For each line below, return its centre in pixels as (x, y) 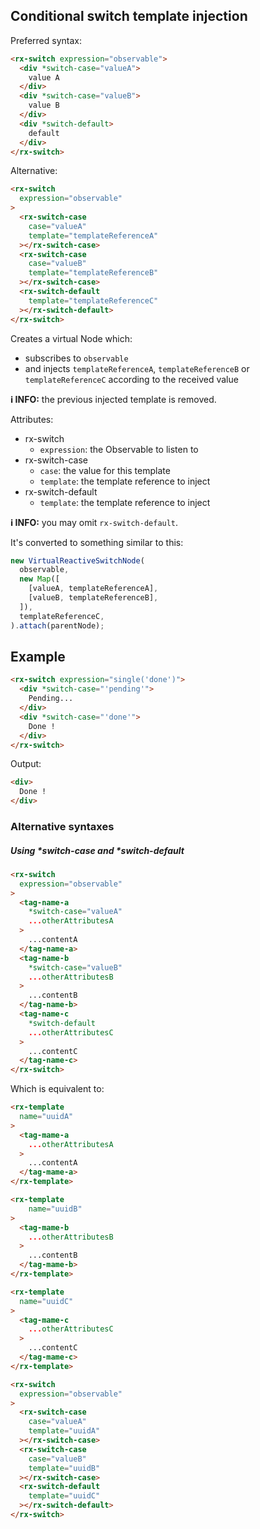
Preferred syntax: (46, 40)
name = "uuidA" (46, 1117)
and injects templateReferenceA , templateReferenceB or (137, 368)
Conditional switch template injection (129, 16)
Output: (26, 764)
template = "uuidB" (64, 1468)
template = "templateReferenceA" (93, 235)
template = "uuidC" (64, 1496)
